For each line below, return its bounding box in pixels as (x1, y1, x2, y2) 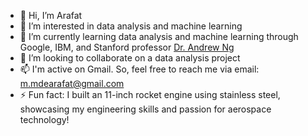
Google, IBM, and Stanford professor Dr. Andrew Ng (19, 41, 235, 53)
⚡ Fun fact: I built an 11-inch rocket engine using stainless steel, (19, 89, 281, 100)
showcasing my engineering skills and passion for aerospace (19, 103, 272, 115)
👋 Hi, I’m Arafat (19, 10, 83, 21)
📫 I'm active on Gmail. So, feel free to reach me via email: (19, 63, 260, 75)
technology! (19, 114, 70, 125)
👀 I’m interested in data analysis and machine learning (19, 20, 243, 32)
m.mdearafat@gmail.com (19, 78, 125, 89)
